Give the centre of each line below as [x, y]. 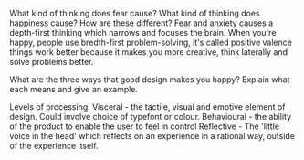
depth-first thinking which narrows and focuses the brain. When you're [143, 32]
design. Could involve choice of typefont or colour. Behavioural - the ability [151, 117]
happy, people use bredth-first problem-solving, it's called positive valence [151, 42]
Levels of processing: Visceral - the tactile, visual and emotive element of [147, 107]
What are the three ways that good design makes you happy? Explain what [150, 80]
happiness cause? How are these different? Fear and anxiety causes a [142, 23]
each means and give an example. [74, 89]
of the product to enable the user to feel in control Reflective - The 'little [145, 126]
